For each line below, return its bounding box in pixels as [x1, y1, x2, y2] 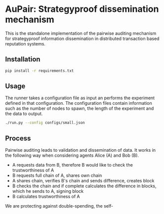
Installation [5, 55, 41, 64]
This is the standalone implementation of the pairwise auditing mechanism [5, 30, 157, 36]
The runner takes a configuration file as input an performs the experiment [5, 95, 155, 101]
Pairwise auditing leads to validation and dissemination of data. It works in [5, 147, 156, 153]
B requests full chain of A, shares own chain [12, 172, 102, 178]
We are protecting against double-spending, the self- [5, 203, 114, 209]
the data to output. [5, 111, 43, 117]
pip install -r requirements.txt [5, 68, 74, 73]
